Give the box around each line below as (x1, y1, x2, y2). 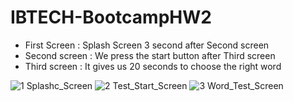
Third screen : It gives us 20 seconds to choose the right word (24, 60, 282, 72)
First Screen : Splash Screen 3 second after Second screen (24, 39, 270, 51)
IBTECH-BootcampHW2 (10, 6, 212, 29)
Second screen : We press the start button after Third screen (24, 49, 276, 61)
